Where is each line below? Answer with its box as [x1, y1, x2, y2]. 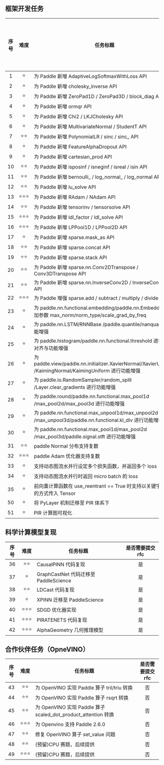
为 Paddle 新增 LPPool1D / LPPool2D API [34, 224, 128, 231]
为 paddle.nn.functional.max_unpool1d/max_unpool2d [34, 409, 159, 416]
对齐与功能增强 [34, 345, 68, 351]
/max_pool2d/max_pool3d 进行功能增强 [34, 400, 125, 407]
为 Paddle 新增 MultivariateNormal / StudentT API [34, 124, 147, 130]
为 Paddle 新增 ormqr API [34, 103, 92, 110]
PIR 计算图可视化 [34, 510, 72, 517]
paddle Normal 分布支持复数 [34, 443, 99, 450]
